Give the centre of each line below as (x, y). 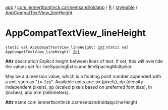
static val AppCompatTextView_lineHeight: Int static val (67, 47)
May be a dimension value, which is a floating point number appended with (83, 76)
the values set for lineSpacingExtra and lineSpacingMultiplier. (69, 66)
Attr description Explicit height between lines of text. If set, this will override (84, 61)
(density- (135, 81)
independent (18, 87)
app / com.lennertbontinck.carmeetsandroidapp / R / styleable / (71, 7)
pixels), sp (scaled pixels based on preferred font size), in (92, 87)
